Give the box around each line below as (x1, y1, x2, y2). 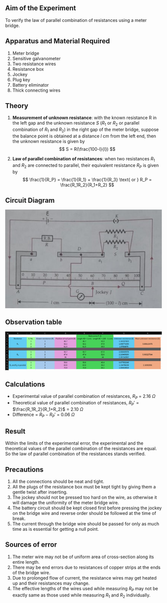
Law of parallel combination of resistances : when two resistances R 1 (12, 156, 155, 163)
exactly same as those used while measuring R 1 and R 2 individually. (12, 592, 151, 599)
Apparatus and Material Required (5, 37, 110, 45)
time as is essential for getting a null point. (12, 526, 99, 532)
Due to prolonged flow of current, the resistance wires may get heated (12, 575, 157, 581)
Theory (5, 102, 29, 110)
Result (5, 427, 26, 435)
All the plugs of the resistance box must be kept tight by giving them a (12, 483, 156, 489)
